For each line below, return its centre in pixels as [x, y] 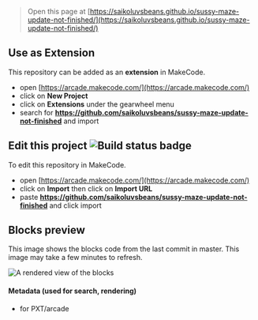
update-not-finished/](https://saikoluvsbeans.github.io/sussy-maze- [138, 20]
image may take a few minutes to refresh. [75, 258]
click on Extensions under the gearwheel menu [97, 104]
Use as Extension [52, 53]
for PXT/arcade [44, 308]
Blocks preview [47, 230]
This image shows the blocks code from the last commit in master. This [124, 249]
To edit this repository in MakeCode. [67, 164]
